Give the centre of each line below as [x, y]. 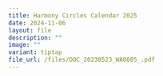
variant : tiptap [35, 52]
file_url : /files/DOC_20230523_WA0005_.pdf [82, 60]
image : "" [25, 45]
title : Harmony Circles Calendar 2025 [73, 15]
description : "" [35, 38]
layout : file [30, 30]
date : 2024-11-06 [37, 23]
